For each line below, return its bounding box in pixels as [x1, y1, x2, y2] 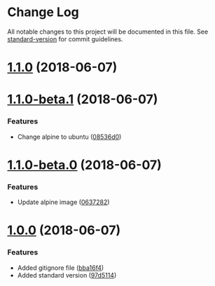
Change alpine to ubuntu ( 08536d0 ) [17, 132, 122, 141]
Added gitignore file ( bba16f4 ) [17, 264, 104, 272]
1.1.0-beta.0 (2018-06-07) [7, 157, 162, 172]
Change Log [7, 4, 79, 20]
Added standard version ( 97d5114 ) [17, 271, 117, 279]
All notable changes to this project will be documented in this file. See [7, 27, 209, 36]
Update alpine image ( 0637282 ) [17, 198, 110, 207]
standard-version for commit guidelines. [7, 34, 123, 43]
